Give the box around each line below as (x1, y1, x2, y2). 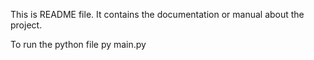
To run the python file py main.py (10, 39, 147, 50)
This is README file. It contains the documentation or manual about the (10, 9, 305, 20)
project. (10, 19, 43, 31)
